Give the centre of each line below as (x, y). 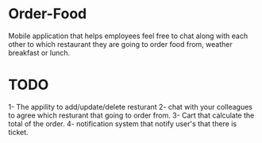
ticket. (19, 132)
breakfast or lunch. (39, 52)
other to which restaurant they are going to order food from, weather (120, 44)
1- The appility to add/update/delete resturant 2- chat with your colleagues (130, 106)
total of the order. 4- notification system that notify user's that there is (122, 123)
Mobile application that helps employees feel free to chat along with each (128, 36)
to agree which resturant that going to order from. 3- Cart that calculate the (131, 115)
